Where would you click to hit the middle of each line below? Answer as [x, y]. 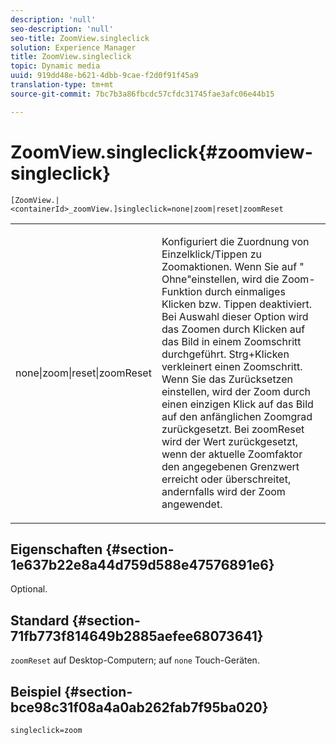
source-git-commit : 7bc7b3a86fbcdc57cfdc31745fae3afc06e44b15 [142, 94]
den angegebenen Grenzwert [230, 466]
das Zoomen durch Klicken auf [233, 329]
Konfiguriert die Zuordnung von [235, 241]
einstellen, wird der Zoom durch [236, 391]
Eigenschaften [56, 549]
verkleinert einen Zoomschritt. [232, 366]
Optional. [29, 589]
